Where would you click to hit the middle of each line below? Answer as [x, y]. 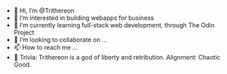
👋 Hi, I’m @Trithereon [44, 11]
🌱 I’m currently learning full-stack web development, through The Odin [114, 25]
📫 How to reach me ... [46, 47]
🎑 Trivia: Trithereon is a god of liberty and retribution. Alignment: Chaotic [117, 57]
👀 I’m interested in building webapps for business [83, 18]
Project [24, 32]
